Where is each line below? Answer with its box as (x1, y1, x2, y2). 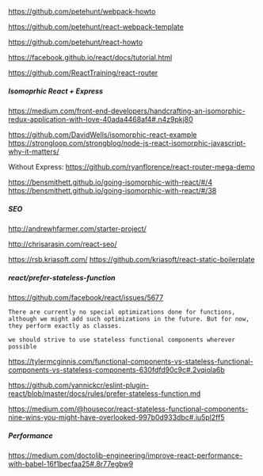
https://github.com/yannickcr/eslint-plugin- (8, 380, 150, 390)
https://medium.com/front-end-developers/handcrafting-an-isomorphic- (8, 106, 246, 116)
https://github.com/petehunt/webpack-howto (8, 7, 156, 16)
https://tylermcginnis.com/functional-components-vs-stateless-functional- (8, 356, 253, 366)
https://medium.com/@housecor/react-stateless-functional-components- (8, 404, 249, 413)
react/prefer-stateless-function (8, 272, 116, 282)
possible (8, 342, 37, 351)
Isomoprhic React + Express (8, 86, 103, 96)
